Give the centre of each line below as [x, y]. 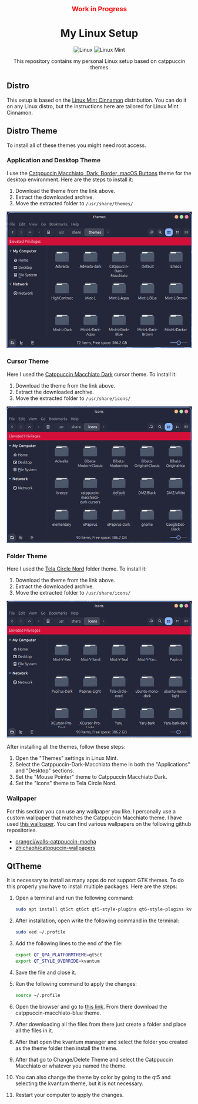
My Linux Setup [99, 34]
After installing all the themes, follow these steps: [66, 747]
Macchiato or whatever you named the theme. [71, 1066]
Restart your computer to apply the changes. [69, 1095]
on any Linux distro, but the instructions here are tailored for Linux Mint [93, 106]
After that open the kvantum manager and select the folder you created [101, 1042]
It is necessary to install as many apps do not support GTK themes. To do [95, 880]
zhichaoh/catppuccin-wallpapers [55, 848]
